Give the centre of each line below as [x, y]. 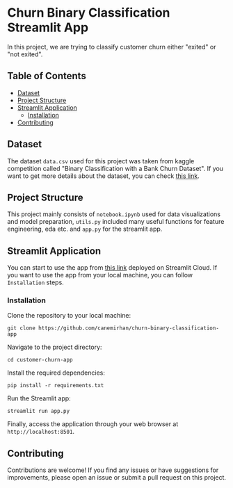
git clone [22, 328]
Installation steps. [35, 282]
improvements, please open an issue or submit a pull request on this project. [117, 478]
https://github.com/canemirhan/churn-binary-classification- [128, 328]
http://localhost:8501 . [41, 432]
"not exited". [25, 54]
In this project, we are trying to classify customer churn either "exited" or [112, 47]
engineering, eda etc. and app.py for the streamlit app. [85, 229]
